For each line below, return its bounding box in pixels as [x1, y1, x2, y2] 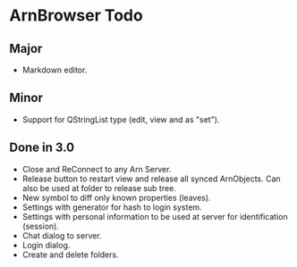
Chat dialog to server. [21, 229, 102, 241]
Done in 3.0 [9, 140, 75, 155]
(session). [21, 221, 60, 231]
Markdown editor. [21, 64, 88, 75]
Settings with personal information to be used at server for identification [21, 211, 288, 221]
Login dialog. [21, 239, 71, 250]
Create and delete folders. [21, 249, 119, 260]
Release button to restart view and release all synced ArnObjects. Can [21, 173, 281, 184]
